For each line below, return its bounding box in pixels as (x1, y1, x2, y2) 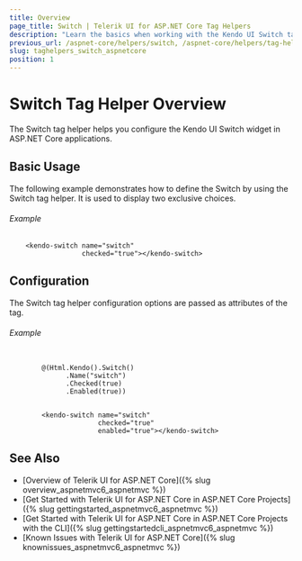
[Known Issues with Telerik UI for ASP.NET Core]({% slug (22, 532, 235, 543)
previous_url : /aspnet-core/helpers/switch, (9, 38, 179, 48)
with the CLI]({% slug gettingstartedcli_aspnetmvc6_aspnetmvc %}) (22, 522, 274, 533)
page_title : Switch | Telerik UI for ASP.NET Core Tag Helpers (9, 22, 252, 31)
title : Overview (9, 13, 70, 23)
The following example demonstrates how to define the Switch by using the (9, 183, 289, 194)
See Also (9, 451, 60, 466)
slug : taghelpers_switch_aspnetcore (9, 47, 147, 56)
